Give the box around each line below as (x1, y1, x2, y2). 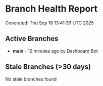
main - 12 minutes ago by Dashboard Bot (12, 48, 98, 54)
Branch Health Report (5, 3, 98, 15)
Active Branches (5, 34, 59, 43)
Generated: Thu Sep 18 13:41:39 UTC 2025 (5, 20, 94, 26)
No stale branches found (5, 76, 57, 82)
